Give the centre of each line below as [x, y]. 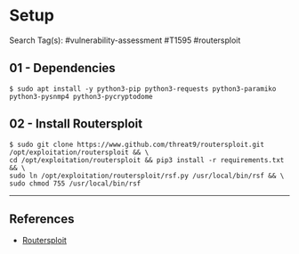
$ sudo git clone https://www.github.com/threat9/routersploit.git [137, 144]
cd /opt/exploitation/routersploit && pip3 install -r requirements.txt [147, 160]
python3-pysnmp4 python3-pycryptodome [81, 96]
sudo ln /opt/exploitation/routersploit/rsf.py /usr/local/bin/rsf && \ [147, 176]
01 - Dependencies [62, 68]
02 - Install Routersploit [76, 124]
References [42, 219]
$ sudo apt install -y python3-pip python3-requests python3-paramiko [143, 89]
